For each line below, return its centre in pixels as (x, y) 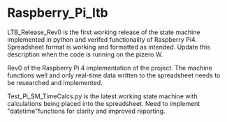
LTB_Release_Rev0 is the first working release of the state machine (104, 32)
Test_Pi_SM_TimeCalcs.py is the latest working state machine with (102, 96)
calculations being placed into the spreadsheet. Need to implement (104, 103)
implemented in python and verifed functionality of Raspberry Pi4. (102, 39)
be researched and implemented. (55, 82)
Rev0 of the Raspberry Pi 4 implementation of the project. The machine (110, 68)
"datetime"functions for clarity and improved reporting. (86, 111)
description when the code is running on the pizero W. (85, 54)
